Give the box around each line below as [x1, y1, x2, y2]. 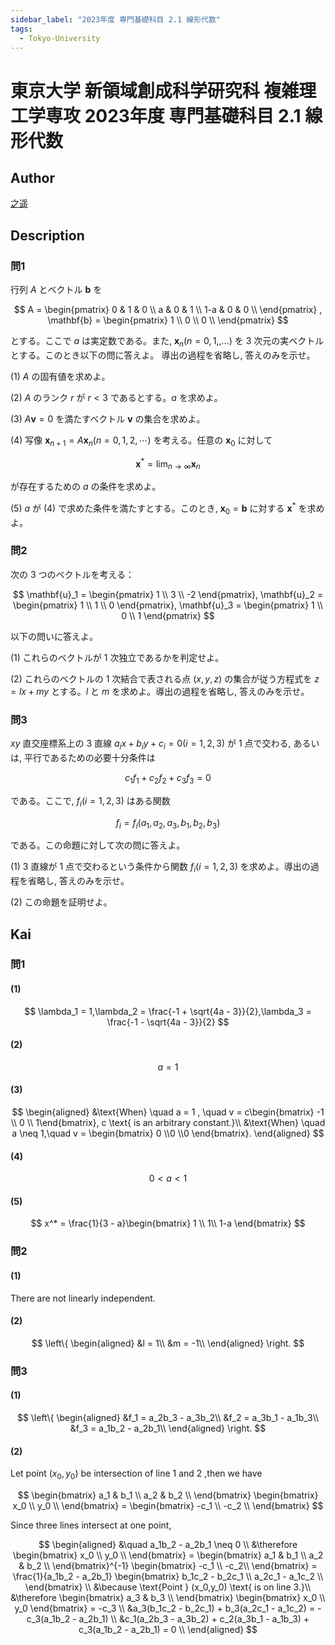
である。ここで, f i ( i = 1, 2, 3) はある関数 [10, 794, 171, 809]
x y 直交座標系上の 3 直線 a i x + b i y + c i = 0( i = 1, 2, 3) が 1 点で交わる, [10, 737, 292, 751]
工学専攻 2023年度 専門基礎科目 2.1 [10, 104, 302, 127]
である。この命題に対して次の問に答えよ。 [10, 839, 186, 851]
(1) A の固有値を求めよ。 [10, 370, 111, 382]
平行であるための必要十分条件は [23, 751, 156, 763]
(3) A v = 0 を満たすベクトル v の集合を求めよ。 [10, 412, 206, 425]
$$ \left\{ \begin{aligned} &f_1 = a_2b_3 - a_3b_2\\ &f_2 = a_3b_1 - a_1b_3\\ [16, 1411, 320, 1423]
